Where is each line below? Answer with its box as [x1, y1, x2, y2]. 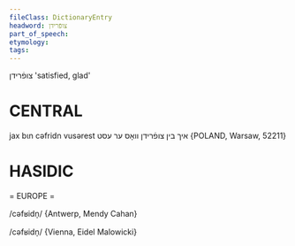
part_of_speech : [9, 29, 69, 38]
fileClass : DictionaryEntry [9, 12, 113, 22]
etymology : [9, 37, 49, 47]
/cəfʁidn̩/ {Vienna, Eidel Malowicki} [9, 227, 138, 237]
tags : [9, 46, 29, 55]
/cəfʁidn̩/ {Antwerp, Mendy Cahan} [9, 209, 138, 219]
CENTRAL [9, 101, 83, 121]
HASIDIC [9, 161, 74, 181]
